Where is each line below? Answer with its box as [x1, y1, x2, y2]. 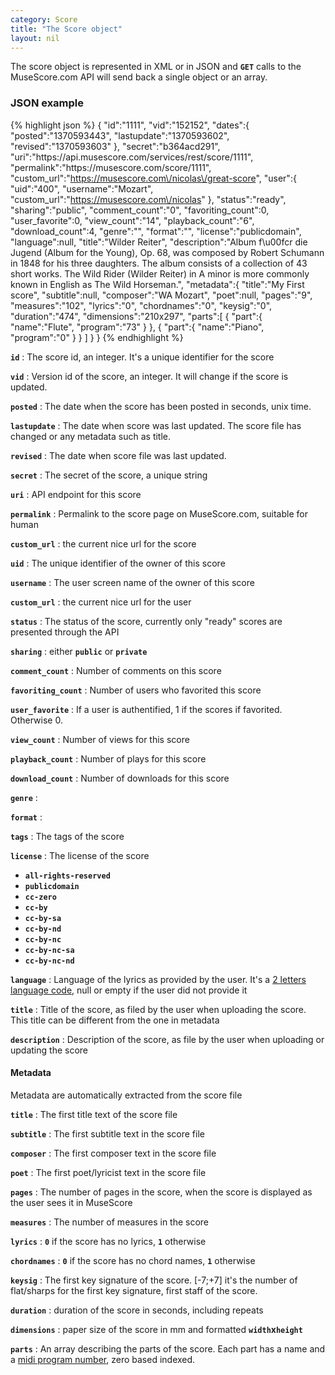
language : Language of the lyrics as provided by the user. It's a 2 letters [10, 973, 307, 985]
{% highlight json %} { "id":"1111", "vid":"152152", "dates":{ [10, 119, 250, 131]
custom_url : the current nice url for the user [10, 596, 192, 608]
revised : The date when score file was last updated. [10, 449, 227, 461]
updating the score [10, 1044, 88, 1056]
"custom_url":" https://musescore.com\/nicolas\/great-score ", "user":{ [10, 172, 297, 184]
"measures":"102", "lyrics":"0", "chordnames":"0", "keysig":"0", [10, 299, 273, 311]
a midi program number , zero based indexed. [10, 1353, 196, 1365]
